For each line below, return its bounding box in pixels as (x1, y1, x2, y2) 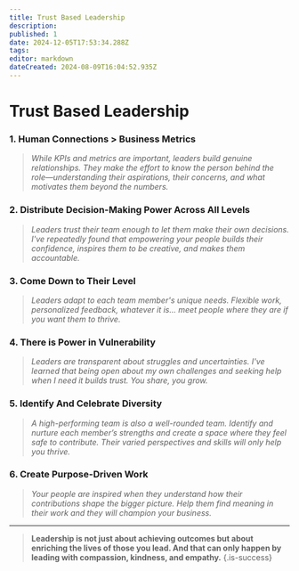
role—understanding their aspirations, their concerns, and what (30, 172, 265, 183)
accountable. (30, 252, 80, 263)
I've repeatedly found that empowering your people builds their (30, 233, 263, 244)
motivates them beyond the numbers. (30, 182, 169, 192)
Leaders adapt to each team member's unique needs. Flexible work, (30, 295, 282, 306)
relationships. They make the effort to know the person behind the (30, 162, 274, 174)
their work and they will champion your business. (30, 507, 212, 518)
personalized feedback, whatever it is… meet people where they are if (30, 304, 289, 314)
